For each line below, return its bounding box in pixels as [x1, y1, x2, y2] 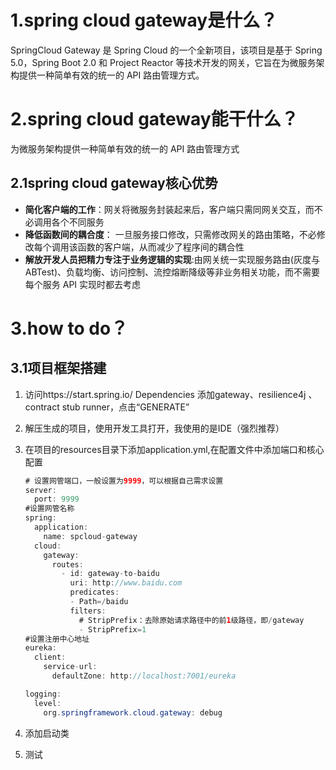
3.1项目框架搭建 [10, 360, 107, 377]
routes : [51, 559, 84, 570]
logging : [24, 689, 62, 699]
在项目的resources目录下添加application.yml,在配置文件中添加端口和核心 [24, 443, 325, 455]
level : [34, 698, 62, 708]
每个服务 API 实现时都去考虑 [24, 278, 142, 290]
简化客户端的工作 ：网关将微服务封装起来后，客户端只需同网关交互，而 [24, 203, 315, 215]
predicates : [69, 587, 120, 598]
